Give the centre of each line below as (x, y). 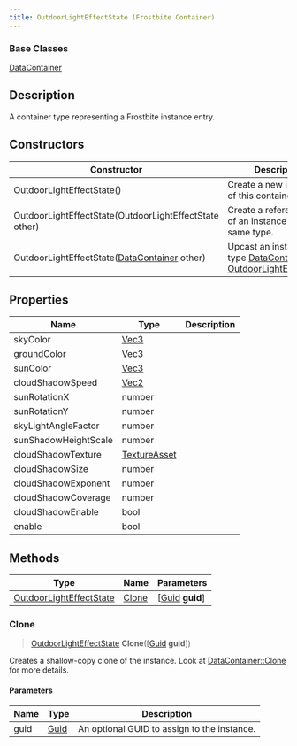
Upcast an (249, 246)
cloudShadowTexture (57, 455)
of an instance (257, 220)
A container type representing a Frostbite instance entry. (112, 117)
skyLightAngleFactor (57, 426)
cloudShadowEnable (56, 512)
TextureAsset (149, 455)
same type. (251, 232)
